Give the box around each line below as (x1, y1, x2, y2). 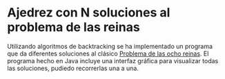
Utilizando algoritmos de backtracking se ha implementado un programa (7, 42, 213, 50)
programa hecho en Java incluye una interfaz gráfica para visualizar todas (7, 56, 219, 65)
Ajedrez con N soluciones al (7, 5, 170, 21)
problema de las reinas (7, 19, 140, 35)
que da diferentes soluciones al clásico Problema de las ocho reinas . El (7, 49, 209, 58)
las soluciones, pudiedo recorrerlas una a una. (7, 64, 139, 72)
